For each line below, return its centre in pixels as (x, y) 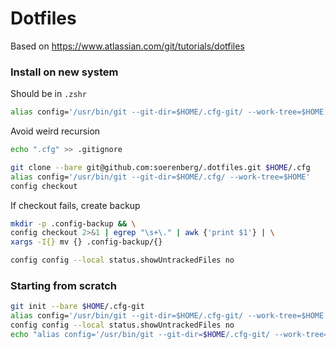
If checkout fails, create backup (75, 205)
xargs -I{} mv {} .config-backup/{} (86, 242)
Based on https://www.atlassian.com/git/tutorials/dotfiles (127, 46)
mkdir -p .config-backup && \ (73, 223)
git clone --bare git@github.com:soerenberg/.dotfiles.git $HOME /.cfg (160, 167)
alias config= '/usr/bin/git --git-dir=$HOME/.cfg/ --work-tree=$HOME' (160, 177)
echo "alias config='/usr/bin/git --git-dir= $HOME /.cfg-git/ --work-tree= (169, 335)
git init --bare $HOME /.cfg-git (77, 307)
